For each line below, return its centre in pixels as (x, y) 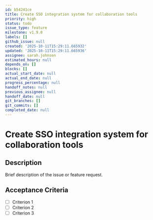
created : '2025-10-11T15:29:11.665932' (46, 46)
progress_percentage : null (33, 82)
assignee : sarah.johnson (31, 55)
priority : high (21, 19)
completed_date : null (27, 110)
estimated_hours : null (28, 60)
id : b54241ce (18, 10)
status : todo (18, 23)
